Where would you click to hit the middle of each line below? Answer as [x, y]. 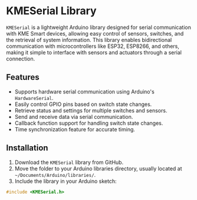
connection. [21, 59]
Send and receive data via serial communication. [74, 117]
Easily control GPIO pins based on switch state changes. [83, 104]
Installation [27, 148]
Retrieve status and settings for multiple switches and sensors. [91, 110]
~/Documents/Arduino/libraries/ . [55, 175]
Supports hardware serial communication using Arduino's [84, 91]
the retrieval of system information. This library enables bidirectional [89, 40]
